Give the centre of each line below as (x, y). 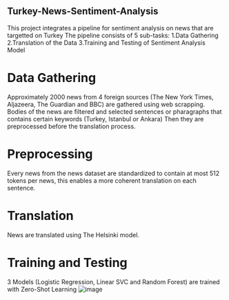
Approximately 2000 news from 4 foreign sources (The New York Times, (110, 97)
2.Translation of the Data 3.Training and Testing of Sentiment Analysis (106, 42)
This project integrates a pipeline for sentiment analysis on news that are (110, 28)
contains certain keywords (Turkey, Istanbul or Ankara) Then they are (106, 119)
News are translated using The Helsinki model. (73, 234)
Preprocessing (50, 154)
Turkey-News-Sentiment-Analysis (83, 11)
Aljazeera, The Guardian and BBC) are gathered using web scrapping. (106, 104)
